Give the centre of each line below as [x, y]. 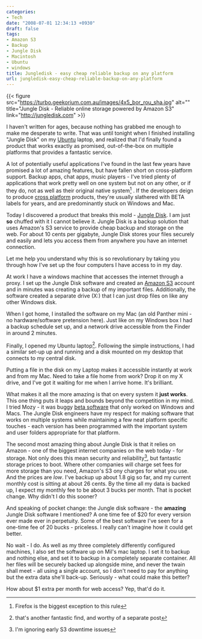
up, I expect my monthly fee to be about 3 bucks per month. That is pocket [99, 490]
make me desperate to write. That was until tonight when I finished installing [101, 133]
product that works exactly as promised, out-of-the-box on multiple [90, 146]
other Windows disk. [32, 302]
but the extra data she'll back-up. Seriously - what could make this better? [98, 577]
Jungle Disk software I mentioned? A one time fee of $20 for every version [99, 515]
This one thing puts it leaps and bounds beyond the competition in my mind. [100, 401]
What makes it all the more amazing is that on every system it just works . [97, 394]
